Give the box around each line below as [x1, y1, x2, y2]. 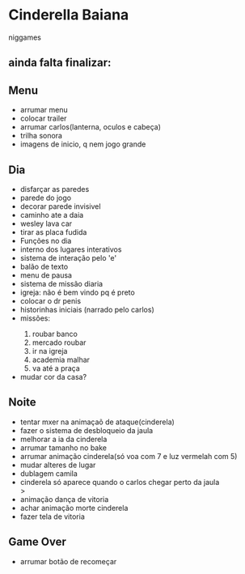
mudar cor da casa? [19, 372, 87, 381]
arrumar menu [19, 105, 69, 115]
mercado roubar [32, 338, 87, 347]
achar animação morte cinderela [19, 503, 129, 512]
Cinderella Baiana [8, 6, 129, 24]
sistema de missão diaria [19, 278, 103, 288]
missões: [19, 313, 51, 323]
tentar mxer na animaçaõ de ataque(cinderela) [19, 417, 175, 427]
